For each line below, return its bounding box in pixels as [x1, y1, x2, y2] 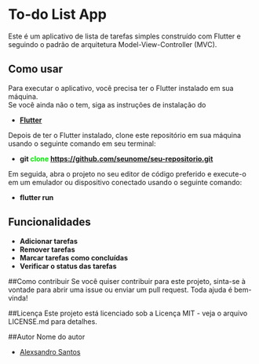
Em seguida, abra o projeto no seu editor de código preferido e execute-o [8, 169, 247, 178]
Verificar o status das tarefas [19, 261, 117, 271]
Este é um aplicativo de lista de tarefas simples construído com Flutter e [8, 31, 241, 41]
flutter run [19, 192, 54, 202]
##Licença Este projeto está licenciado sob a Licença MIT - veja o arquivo [8, 308, 248, 318]
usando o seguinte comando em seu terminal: [8, 139, 156, 148]
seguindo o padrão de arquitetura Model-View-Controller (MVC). [8, 39, 217, 49]
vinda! [8, 293, 28, 303]
